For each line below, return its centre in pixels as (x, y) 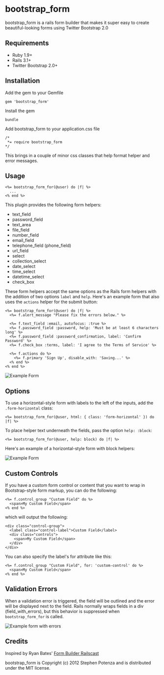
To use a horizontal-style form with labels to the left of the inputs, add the (79, 403)
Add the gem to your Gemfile (34, 93)
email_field (23, 241)
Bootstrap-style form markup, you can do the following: (61, 490)
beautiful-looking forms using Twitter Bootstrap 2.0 (57, 27)
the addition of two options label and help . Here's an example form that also (82, 297)
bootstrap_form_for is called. (35, 616)
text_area (22, 225)
